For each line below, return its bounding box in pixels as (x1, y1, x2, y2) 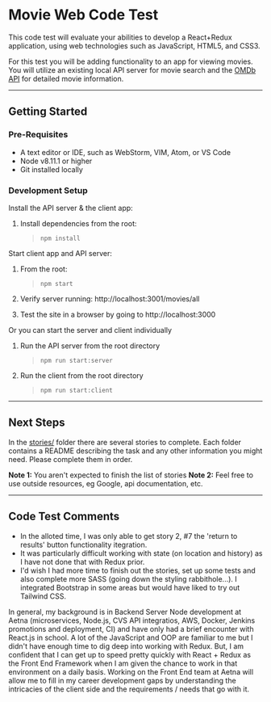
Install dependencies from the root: (19, 218, 137, 228)
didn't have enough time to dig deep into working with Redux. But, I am (8, 641, 244, 651)
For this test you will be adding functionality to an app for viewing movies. (8, 57, 253, 66)
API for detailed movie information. (8, 74, 124, 83)
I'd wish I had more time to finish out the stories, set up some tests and (19, 565, 256, 575)
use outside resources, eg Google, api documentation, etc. (8, 478, 203, 488)
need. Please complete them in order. (8, 454, 133, 464)
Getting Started (8, 105, 88, 119)
